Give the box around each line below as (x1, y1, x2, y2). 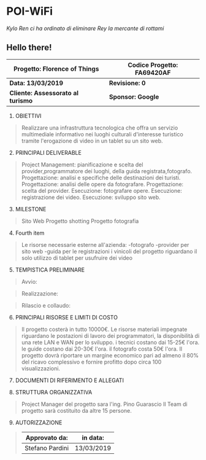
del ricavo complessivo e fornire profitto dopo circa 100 (21, 358, 162, 365)
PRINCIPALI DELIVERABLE (15, 149, 82, 156)
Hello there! (6, 42, 52, 53)
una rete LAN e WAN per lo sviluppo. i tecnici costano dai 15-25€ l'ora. (21, 338, 200, 346)
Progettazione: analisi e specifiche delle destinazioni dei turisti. (21, 174, 181, 181)
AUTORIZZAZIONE (15, 419, 63, 426)
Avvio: (21, 278, 38, 285)
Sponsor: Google (109, 92, 159, 101)
